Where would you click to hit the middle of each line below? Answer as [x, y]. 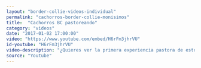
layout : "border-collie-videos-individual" [61, 12]
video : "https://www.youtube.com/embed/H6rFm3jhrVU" [73, 39]
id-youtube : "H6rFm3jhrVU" [40, 45]
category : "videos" [31, 28]
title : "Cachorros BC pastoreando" [52, 22]
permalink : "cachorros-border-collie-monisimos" [68, 17]
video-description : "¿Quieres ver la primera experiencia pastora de [95, 50]
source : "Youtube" [29, 56]
